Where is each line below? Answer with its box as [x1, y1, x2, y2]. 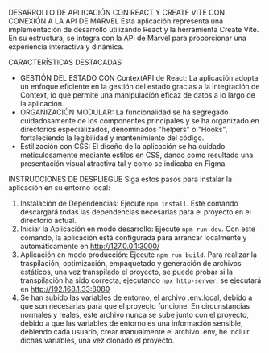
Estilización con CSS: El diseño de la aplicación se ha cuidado [19, 142, 226, 151]
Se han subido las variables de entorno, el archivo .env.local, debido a [19, 293, 253, 302]
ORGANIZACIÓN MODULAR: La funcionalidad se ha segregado [19, 107, 229, 117]
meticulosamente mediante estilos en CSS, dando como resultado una [19, 150, 254, 160]
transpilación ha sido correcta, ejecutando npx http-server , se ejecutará [19, 276, 262, 285]
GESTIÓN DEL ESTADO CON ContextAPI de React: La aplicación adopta [19, 73, 259, 82]
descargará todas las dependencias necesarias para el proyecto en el [19, 207, 252, 217]
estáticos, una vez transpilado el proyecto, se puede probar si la [19, 267, 234, 276]
